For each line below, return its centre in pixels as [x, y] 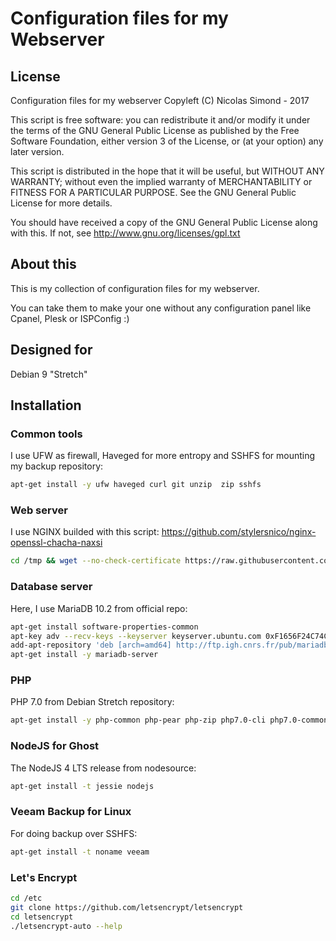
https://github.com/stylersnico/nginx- [239, 532]
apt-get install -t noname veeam [80, 852]
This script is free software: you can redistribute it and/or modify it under [160, 120]
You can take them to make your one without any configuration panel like [161, 308]
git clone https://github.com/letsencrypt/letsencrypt [127, 907]
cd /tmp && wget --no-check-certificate [96, 561]
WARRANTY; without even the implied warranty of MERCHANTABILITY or [161, 181]
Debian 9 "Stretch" [49, 374]
